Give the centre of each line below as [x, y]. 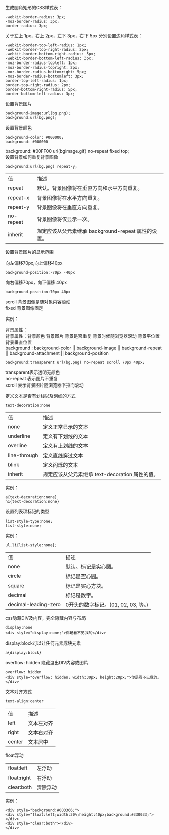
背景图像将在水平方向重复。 [70, 198]
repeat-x [18, 197]
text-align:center [24, 701]
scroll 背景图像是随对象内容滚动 [38, 302]
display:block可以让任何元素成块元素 [43, 643]
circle [14, 576]
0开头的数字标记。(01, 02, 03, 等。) [107, 605]
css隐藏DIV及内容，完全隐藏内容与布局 [46, 618]
